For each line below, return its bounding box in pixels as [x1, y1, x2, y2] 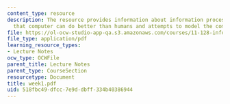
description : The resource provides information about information [7, 16, 204, 23]
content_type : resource [7, 10, 75, 17]
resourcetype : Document [7, 73, 75, 81]
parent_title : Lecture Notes [7, 61, 90, 68]
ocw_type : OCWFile [7, 55, 60, 62]
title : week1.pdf [7, 80, 57, 87]
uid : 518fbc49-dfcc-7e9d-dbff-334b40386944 [7, 86, 133, 93]
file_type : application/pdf [7, 36, 88, 42]
